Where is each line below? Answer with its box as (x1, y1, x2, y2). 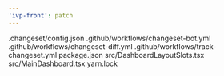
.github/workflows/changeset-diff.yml (8, 41, 134, 51)
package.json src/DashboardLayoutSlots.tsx (58, 50, 205, 59)
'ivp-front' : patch (8, 11, 74, 20)
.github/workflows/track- (134, 41, 217, 51)
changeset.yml (8, 50, 58, 59)
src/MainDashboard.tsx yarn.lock (8, 59, 118, 68)
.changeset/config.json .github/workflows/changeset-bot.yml (8, 33, 211, 43)
